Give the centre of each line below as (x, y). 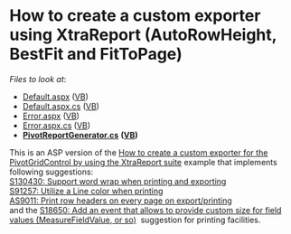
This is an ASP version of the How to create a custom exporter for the (139, 152)
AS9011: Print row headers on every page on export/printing (121, 201)
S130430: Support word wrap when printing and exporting (118, 181)
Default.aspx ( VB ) (55, 97)
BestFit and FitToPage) (96, 54)
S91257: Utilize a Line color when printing (86, 191)
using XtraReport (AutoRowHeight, (143, 35)
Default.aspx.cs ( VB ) (61, 106)
